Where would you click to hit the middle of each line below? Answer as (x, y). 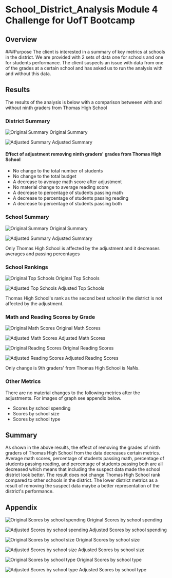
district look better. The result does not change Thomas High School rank (83, 475)
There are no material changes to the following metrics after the (73, 393)
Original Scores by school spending (124, 520)
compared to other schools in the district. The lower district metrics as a (82, 480)
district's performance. (30, 491)
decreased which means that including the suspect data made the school (83, 469)
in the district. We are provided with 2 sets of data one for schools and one (84, 57)
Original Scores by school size (108, 540)
